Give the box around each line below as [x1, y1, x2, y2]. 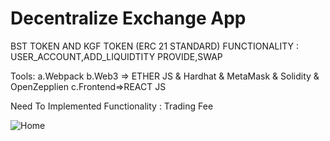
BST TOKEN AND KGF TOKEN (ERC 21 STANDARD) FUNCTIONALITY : [10, 40, 300, 52]
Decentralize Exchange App [10, 7, 247, 30]
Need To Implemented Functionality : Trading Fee [10, 100, 214, 112]
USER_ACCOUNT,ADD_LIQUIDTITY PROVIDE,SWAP [10, 50, 223, 62]
